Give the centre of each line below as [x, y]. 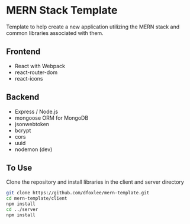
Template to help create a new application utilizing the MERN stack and [93, 27]
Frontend [23, 52]
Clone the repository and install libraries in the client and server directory [95, 182]
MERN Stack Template [62, 10]
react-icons [29, 78]
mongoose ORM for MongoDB [51, 118]
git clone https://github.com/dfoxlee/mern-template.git [78, 193]
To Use [19, 167]
